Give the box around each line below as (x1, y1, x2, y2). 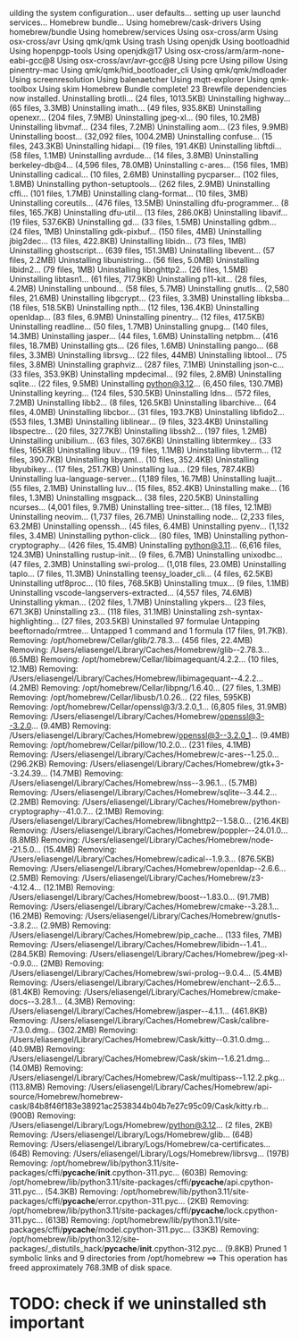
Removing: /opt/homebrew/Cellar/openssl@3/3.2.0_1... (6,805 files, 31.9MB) (9, 701, 287, 712)
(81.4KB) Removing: (9, 987, 82, 997)
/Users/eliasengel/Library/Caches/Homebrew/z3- (81, 872, 265, 883)
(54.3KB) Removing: (44, 1186, 119, 1197)
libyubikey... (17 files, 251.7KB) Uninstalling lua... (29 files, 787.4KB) (9, 464, 255, 474)
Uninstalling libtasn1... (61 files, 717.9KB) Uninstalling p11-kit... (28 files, (9, 274, 268, 284)
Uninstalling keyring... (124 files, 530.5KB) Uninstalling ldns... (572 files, (9, 388, 272, 398)
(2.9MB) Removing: (39, 921, 112, 930)
